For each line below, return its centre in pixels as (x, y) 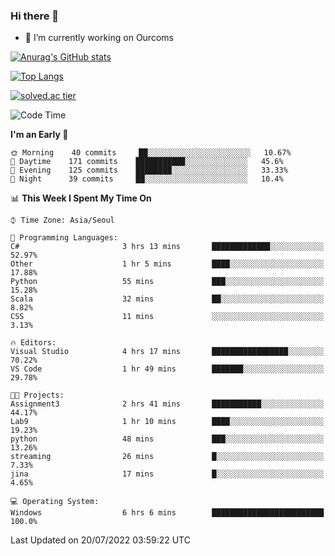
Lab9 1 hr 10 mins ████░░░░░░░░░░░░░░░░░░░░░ (167, 422)
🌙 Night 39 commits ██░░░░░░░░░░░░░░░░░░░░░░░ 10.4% (147, 179)
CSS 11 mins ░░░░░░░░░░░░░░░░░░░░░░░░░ (167, 317)
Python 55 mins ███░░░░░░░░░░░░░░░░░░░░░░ (167, 282)
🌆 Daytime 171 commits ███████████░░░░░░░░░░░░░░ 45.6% (147, 162)
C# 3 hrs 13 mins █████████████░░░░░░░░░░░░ (167, 247)
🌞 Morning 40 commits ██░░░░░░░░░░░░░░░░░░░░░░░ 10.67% (151, 153)
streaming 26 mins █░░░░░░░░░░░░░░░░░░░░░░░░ (167, 457)
